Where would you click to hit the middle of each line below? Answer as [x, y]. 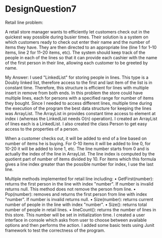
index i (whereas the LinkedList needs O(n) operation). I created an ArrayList [81, 119]
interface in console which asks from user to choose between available [76, 220]
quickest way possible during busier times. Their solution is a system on [77, 37]
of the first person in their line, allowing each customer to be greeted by [77, 63]
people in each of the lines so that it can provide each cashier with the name [81, 57]
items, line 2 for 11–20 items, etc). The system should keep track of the [75, 52]
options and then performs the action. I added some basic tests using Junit [80, 225]
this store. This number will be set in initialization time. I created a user [75, 215]
